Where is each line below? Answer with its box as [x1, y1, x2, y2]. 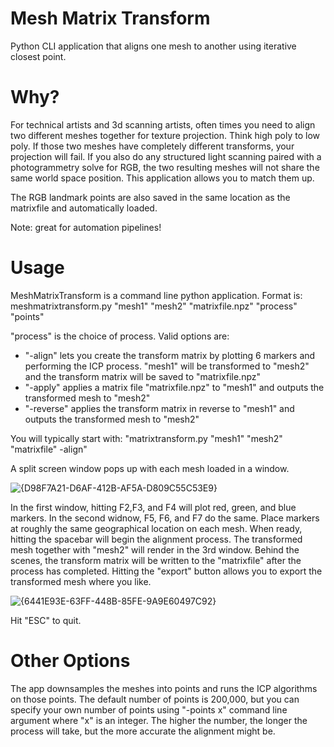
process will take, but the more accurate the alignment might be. [10, 725, 276, 737]
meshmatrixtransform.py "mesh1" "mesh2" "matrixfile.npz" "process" [10, 300, 298, 312]
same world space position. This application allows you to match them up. [10, 172, 315, 184]
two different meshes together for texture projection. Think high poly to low [10, 129, 321, 141]
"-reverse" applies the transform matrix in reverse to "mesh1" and [24, 402, 295, 414]
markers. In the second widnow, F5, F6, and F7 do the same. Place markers [10, 512, 320, 524]
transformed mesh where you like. [10, 575, 152, 587]
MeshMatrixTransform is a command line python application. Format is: [10, 289, 303, 301]
